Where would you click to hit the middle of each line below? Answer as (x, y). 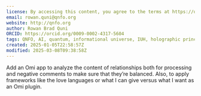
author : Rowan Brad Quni (37, 28)
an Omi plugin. (24, 86)
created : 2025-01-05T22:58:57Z (45, 45)
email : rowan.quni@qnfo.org (41, 17)
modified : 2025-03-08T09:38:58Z (46, 51)
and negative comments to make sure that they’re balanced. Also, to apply (98, 74)
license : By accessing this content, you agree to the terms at (88, 12)
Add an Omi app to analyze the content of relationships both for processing (99, 67)
